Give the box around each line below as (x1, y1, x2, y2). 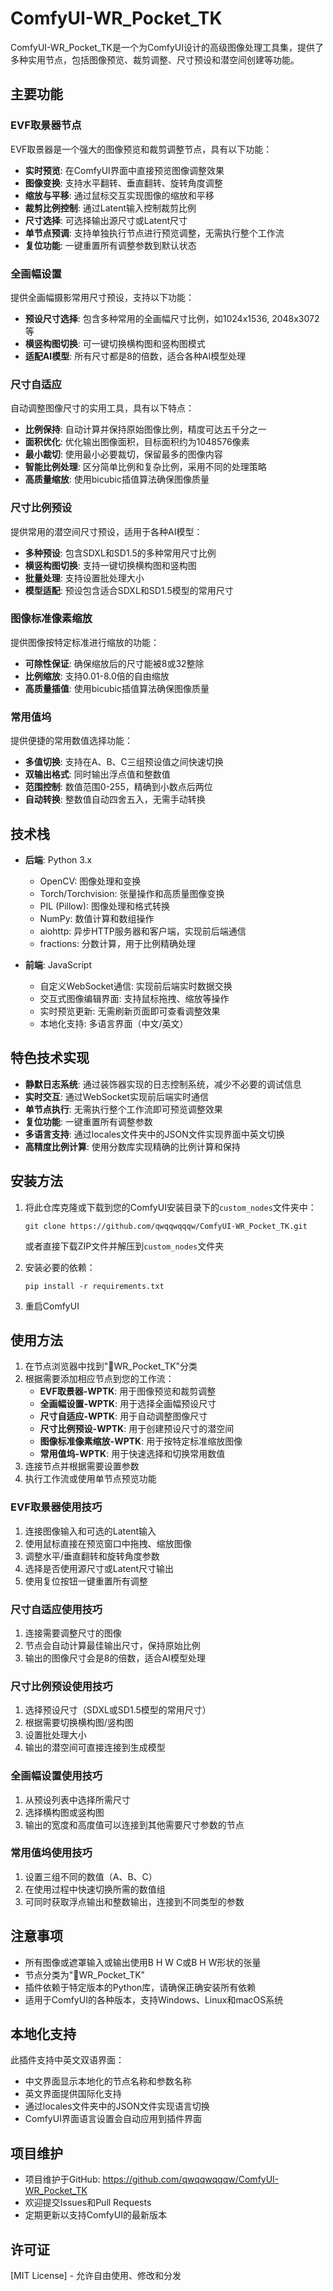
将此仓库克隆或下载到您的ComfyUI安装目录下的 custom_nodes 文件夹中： (24, 1201, 317, 1213)
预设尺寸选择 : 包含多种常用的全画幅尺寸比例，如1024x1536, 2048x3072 (24, 312, 320, 324)
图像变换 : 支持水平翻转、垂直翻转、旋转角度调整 (24, 177, 223, 189)
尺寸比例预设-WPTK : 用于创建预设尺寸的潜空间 (39, 1423, 235, 1435)
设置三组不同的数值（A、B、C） (24, 1870, 158, 1882)
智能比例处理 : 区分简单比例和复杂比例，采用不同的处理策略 (24, 461, 267, 473)
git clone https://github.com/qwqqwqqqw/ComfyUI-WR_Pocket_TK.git (24, 1221, 308, 1231)
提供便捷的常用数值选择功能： (10, 735, 133, 747)
